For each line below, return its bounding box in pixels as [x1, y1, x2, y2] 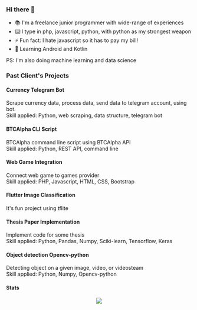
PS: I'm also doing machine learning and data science [6, 57, 137, 64]
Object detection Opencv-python [6, 251, 90, 258]
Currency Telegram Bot [6, 86, 65, 93]
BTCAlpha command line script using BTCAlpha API [6, 138, 131, 146]
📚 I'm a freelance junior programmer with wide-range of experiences [14, 19, 184, 26]
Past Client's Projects [6, 72, 69, 80]
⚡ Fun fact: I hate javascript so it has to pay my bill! [14, 37, 139, 44]
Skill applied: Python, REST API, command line [6, 145, 119, 152]
